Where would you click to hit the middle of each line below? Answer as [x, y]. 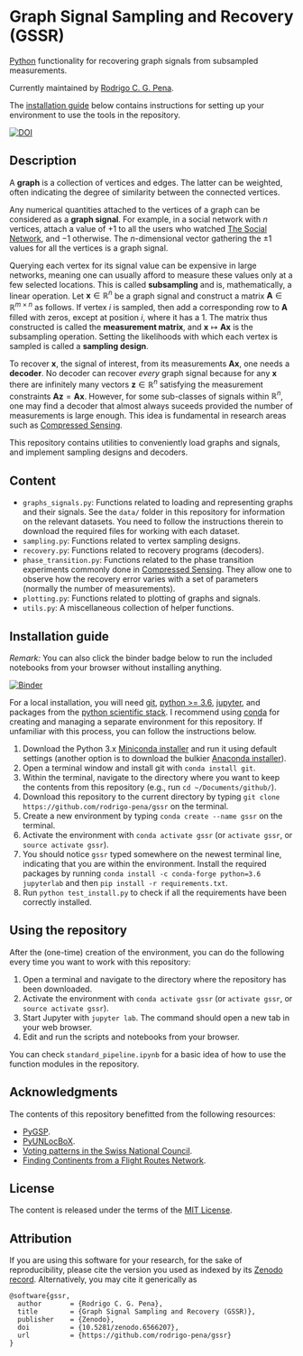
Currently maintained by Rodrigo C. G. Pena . [92, 88]
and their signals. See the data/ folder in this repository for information [154, 512]
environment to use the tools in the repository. [95, 115]
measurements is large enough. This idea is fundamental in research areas [148, 416]
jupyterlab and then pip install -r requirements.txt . [125, 883]
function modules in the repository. [74, 1064]
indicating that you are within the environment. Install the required [145, 864]
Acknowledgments [64, 1092]
